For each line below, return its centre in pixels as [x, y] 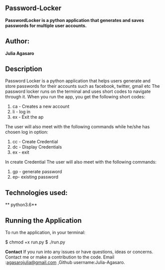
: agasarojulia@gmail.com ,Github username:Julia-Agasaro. [65, 263]
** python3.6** [21, 205]
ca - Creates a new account [41, 106]
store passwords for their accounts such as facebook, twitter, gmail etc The [82, 86]
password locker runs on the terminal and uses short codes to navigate [78, 91]
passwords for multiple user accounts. [46, 25]
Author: [17, 41]
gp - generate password [37, 172]
